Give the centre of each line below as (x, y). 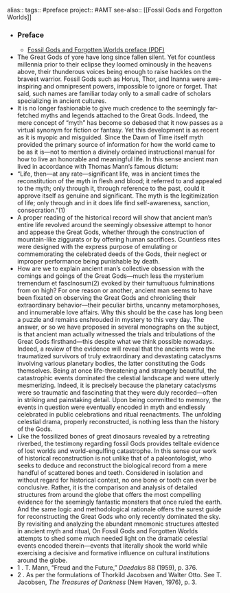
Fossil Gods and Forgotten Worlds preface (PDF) (96, 50)
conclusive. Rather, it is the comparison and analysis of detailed (107, 487)
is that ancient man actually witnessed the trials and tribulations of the (116, 334)
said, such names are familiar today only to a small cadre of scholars (114, 94)
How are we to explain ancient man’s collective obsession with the (111, 269)
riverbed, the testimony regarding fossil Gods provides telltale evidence (118, 444)
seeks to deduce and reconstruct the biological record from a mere (112, 465)
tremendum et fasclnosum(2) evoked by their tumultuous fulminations (116, 283)
